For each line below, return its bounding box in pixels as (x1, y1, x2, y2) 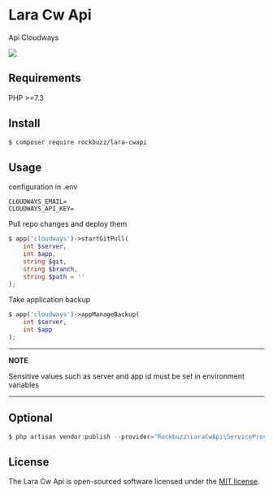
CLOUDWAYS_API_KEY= (8, 205, 75, 213)
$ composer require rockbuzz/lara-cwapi (8, 138, 148, 146)
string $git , (23, 258, 67, 266)
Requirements (8, 71, 81, 85)
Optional (8, 411, 53, 425)
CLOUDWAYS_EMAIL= (8, 197, 67, 206)
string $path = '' (23, 272, 85, 281)
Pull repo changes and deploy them (8, 219, 128, 229)
